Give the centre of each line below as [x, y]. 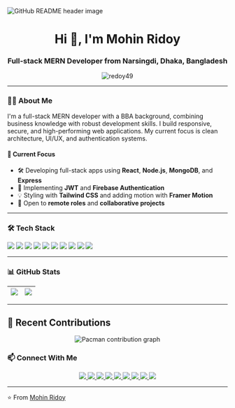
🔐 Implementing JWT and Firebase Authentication [91, 187]
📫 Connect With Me [42, 358]
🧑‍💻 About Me [30, 101]
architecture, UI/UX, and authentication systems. [77, 138]
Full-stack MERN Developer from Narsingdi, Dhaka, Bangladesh [117, 61]
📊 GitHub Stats [34, 272]
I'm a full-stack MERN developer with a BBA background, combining [106, 116]
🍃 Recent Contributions [59, 322]
